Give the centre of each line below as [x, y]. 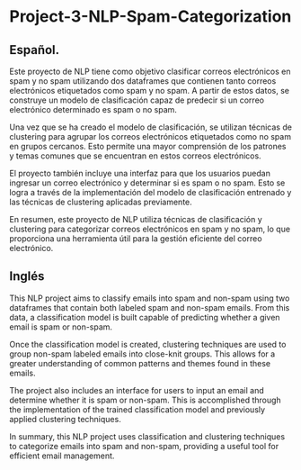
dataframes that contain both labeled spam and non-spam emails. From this [150, 307]
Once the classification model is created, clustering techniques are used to [148, 344]
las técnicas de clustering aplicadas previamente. [101, 202]
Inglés [27, 276]
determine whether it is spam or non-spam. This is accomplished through [145, 400]
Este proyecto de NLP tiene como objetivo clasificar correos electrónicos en [150, 71]
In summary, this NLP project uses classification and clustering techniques [147, 436]
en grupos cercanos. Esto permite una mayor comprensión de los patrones [148, 146]
